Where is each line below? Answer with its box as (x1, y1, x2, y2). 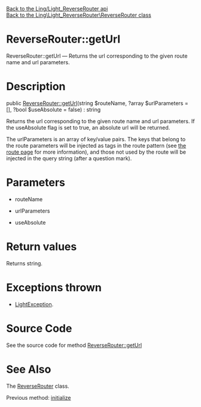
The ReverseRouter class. (6, 382, 70, 390)
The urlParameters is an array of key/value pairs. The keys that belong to (6, 135, 186, 143)
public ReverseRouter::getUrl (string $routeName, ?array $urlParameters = (6, 99, 188, 107)
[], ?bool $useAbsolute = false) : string (6, 106, 101, 113)
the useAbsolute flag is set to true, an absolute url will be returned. (6, 124, 170, 131)
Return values (6, 240, 77, 253)
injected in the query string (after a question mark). (6, 154, 132, 161)
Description (6, 80, 66, 94)
